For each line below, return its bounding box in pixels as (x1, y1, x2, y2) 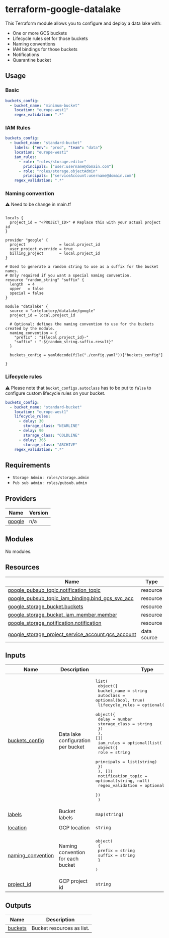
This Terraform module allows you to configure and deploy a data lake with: (5, 20, 162, 26)
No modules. (5, 548, 32, 554)
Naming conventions (12, 40, 56, 46)
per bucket (58, 743, 84, 751)
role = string (98, 749, 130, 755)
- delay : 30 (18, 418, 44, 424)
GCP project (58, 878, 88, 885)
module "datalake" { (5, 304, 49, 309)
